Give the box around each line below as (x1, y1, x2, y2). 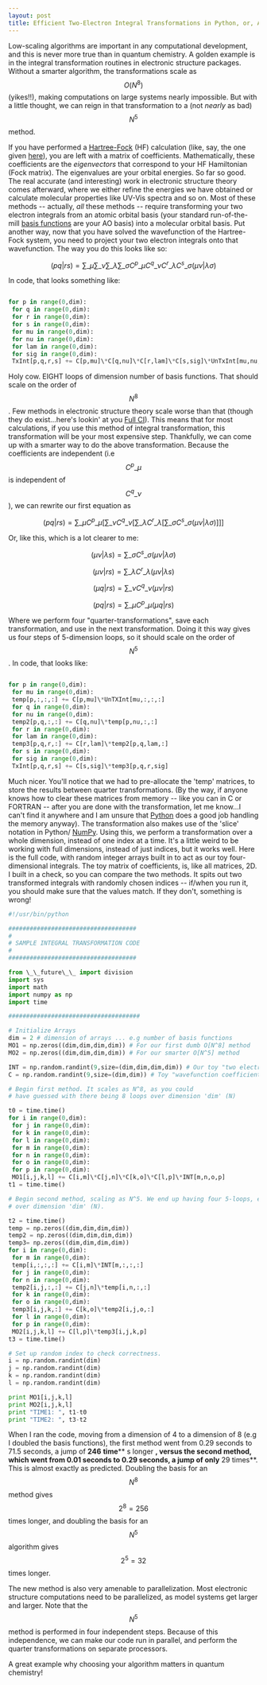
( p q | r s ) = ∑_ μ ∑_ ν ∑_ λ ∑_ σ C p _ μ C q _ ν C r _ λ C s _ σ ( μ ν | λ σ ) (50, 259, 217, 270)
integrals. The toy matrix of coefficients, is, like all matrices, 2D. (49, 860, 257, 871)
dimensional (8, 860, 48, 871)
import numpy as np (8, 991, 73, 999)
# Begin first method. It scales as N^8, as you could (8, 1085, 194, 1093)
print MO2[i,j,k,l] (8, 1400, 73, 1408)
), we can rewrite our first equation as (8, 501, 131, 511)
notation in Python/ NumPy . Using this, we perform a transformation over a (8, 827, 253, 837)
